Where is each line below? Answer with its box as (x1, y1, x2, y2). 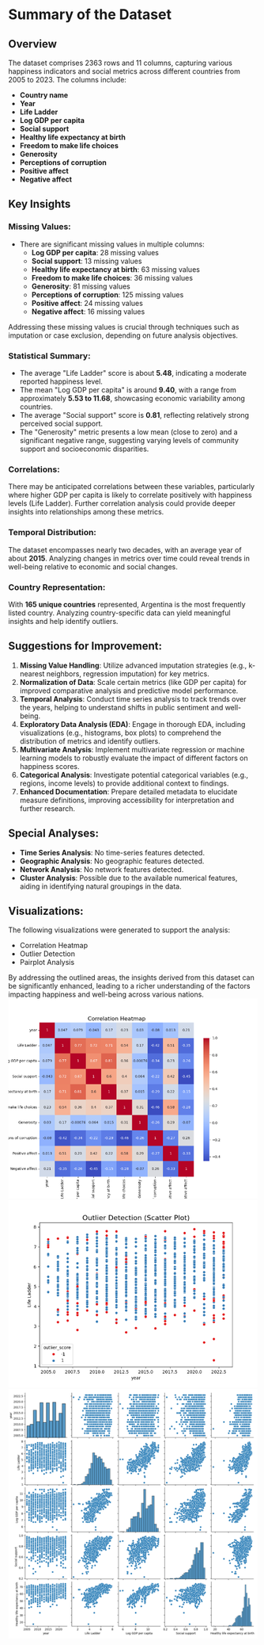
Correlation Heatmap (19, 941, 89, 951)
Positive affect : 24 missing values (31, 298, 144, 308)
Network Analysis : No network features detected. (19, 864, 184, 874)
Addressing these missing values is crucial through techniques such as (8, 322, 239, 331)
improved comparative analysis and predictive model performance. (19, 686, 239, 695)
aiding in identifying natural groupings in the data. (19, 882, 182, 891)
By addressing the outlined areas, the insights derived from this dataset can (8, 973, 255, 982)
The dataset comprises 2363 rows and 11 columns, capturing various (8, 58, 233, 67)
